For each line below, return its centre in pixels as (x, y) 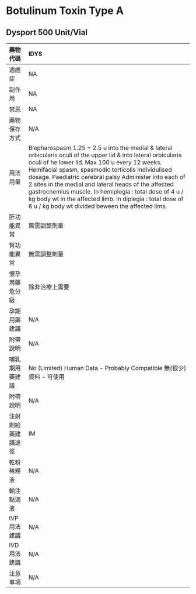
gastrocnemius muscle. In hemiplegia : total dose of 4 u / (106, 191)
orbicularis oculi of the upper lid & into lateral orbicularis (105, 155)
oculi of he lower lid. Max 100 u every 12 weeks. (95, 162)
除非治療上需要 (49, 287)
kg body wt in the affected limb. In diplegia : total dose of (106, 199)
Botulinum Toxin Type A (65, 11)
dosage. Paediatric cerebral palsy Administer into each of (107, 177)
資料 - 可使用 (47, 377)
